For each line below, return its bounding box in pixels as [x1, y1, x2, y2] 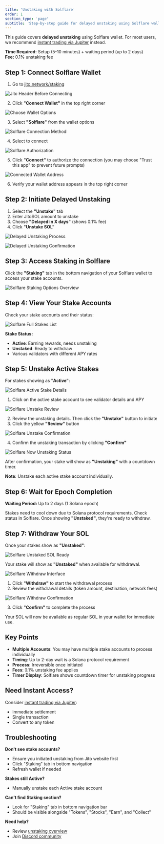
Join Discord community [12, 833, 62, 839]
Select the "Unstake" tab [12, 208, 63, 214]
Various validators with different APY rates [12, 351, 98, 356]
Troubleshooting [5, 733, 57, 741]
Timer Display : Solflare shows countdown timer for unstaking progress [12, 672, 155, 678]
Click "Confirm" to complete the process [12, 604, 96, 610]
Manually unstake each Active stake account [12, 785, 102, 791]
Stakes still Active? [5, 776, 45, 781]
